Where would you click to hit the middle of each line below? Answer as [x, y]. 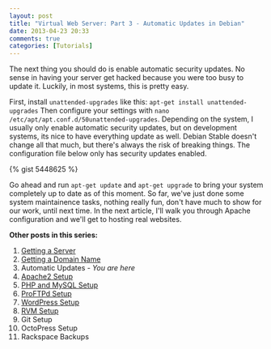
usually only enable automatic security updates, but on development [123, 128]
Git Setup [36, 320]
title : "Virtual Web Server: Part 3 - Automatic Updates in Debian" [127, 23]
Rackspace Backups [55, 337]
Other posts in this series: [53, 235]
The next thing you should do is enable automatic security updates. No [127, 69]
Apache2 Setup [47, 277]
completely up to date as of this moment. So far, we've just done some [127, 194]
